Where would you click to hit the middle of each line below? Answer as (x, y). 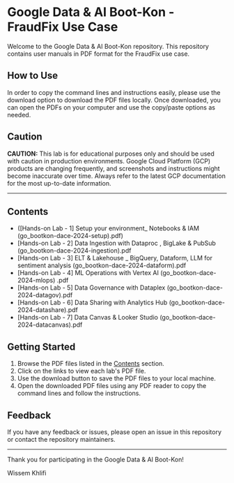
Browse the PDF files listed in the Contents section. (91, 364)
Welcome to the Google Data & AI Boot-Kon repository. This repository (108, 46)
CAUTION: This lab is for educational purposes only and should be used (111, 154)
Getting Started (41, 347)
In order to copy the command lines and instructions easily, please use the (114, 92)
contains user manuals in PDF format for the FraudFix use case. (99, 54)
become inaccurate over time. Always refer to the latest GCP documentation (117, 176)
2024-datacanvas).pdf (50, 325)
